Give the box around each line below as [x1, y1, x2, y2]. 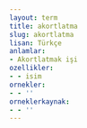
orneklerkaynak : [9, 96, 70, 106]
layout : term [9, 13, 58, 23]
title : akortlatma [9, 22, 78, 31]
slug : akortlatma [9, 30, 74, 39]
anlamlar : [9, 47, 47, 56]
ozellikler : [9, 64, 54, 73]
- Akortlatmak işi [9, 55, 78, 64]
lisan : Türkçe [9, 38, 63, 48]
